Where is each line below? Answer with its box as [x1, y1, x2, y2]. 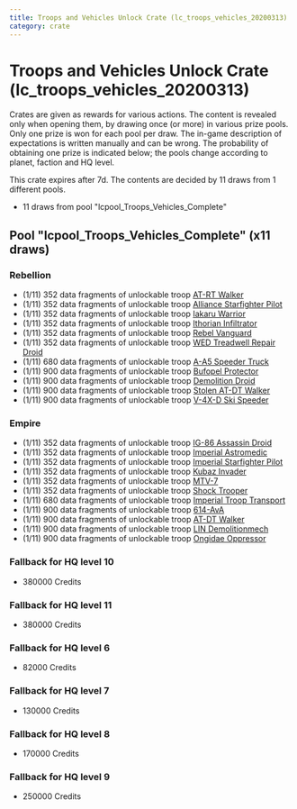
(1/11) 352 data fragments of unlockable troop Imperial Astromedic [22, 447, 268, 458]
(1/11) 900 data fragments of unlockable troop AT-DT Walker [22, 514, 245, 525]
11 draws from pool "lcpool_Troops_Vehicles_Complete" [22, 202, 228, 213]
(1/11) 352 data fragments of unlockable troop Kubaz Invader [22, 466, 247, 477]
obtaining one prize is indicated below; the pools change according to [9, 148, 268, 159]
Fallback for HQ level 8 [9, 727, 111, 740]
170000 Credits [22, 748, 79, 759]
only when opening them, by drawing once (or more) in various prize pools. [9, 119, 289, 130]
